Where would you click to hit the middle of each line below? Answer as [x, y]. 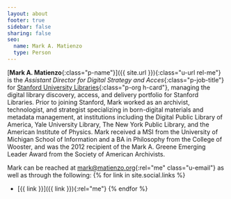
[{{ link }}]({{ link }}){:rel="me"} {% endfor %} [82, 189]
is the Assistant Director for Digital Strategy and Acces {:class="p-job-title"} [116, 80]
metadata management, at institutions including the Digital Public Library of [115, 117]
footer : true [26, 20]
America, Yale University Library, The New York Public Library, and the [109, 124]
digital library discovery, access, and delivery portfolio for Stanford [103, 94]
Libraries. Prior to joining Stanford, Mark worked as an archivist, [98, 102]
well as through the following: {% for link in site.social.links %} [96, 175]
